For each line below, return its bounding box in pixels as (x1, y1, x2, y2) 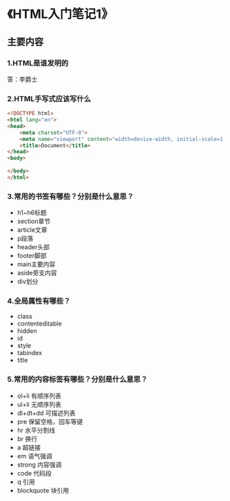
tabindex (17, 349, 43, 357)
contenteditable (17, 319, 62, 328)
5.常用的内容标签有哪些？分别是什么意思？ (7, 374, 148, 384)
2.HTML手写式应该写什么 (7, 94, 92, 103)
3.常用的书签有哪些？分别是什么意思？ (7, 191, 134, 201)
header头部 (17, 243, 50, 251)
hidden (17, 327, 38, 335)
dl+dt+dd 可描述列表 (17, 409, 76, 417)
